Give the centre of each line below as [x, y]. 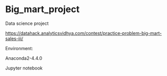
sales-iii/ [14, 39]
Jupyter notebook [24, 68]
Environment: [19, 48]
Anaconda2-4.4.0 [24, 58]
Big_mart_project [43, 9]
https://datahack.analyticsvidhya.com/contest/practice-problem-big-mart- [83, 33]
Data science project [27, 23]
